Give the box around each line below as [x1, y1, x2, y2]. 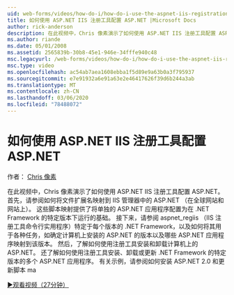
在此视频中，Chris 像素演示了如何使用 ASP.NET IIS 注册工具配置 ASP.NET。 [7, 187, 224, 195]
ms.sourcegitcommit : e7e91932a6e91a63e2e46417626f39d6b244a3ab [7, 75, 195, 82]
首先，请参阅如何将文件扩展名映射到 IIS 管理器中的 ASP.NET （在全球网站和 [7, 196, 224, 204]
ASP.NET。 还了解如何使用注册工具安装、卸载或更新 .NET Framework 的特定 [7, 248, 226, 257]
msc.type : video [7, 62, 54, 69]
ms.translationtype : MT [7, 82, 77, 89]
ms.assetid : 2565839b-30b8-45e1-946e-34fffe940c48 [7, 50, 157, 56]
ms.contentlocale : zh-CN [7, 88, 79, 95]
